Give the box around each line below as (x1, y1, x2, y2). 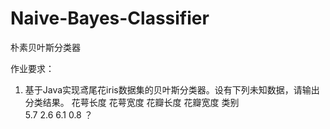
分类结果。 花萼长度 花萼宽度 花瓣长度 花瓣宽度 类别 (24, 96, 240, 108)
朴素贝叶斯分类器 (10, 41, 81, 53)
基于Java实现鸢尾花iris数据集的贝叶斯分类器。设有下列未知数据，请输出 (24, 83, 320, 96)
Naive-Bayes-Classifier (10, 7, 210, 30)
